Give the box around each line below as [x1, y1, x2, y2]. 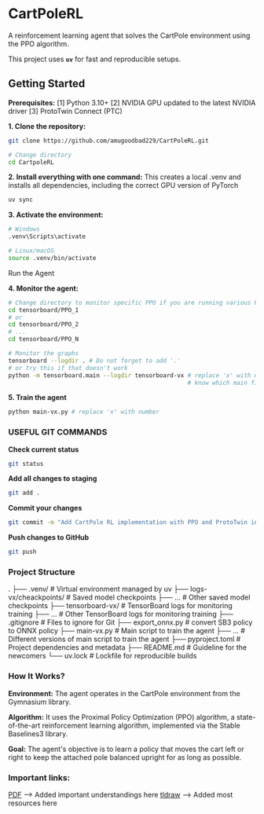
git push [8, 548, 37, 556]
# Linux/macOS [8, 247, 55, 255]
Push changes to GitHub [8, 533, 90, 542]
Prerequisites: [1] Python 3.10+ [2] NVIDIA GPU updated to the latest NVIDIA [8, 97, 256, 107]
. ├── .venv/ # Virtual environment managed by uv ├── [8, 585, 189, 594]
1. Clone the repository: [8, 121, 86, 130]
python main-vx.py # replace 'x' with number [8, 408, 159, 416]
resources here [8, 798, 57, 808]
